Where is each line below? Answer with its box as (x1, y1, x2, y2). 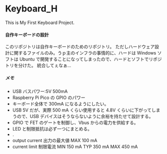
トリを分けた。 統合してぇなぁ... (5, 62, 71, 68)
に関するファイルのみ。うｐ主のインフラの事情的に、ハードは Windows (9, 50, 157, 56)
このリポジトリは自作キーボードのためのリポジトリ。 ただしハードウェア (5, 43, 155, 50)
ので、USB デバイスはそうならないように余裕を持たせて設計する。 (16, 113, 154, 119)
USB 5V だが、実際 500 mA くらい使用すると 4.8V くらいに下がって (12, 107, 152, 113)
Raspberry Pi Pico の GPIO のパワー (12, 94, 86, 100)
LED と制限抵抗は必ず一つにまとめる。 (12, 126, 92, 132)
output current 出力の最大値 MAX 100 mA (12, 137, 98, 143)
